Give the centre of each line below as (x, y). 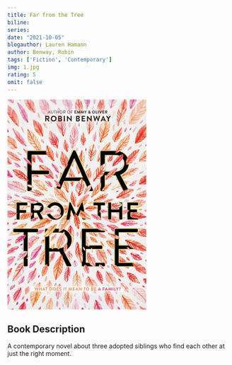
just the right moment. (40, 354)
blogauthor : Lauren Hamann (47, 45)
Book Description (46, 329)
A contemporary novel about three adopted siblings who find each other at (116, 346)
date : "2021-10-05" (36, 37)
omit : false (25, 82)
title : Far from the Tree (45, 15)
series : (19, 30)
